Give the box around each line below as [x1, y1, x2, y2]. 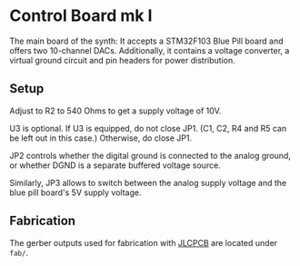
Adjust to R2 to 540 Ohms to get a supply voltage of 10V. [9, 105, 222, 116]
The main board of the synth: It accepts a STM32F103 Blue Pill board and [9, 35, 284, 46]
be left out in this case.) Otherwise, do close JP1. [9, 133, 193, 143]
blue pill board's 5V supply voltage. [9, 187, 142, 198]
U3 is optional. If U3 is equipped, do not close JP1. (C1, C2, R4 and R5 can [9, 123, 287, 133]
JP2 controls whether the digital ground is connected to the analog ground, [9, 150, 291, 161]
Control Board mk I [9, 5, 153, 26]
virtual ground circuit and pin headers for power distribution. [9, 54, 235, 65]
